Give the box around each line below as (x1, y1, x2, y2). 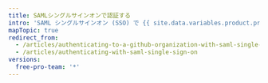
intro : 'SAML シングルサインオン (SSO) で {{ (8, 19, 150, 27)
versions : (8, 56, 41, 64)
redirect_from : (8, 33, 59, 42)
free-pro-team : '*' (15, 63, 81, 71)
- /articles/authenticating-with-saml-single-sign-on (15, 48, 198, 56)
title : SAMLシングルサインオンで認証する (8, 11, 132, 20)
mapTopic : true (8, 26, 59, 34)
